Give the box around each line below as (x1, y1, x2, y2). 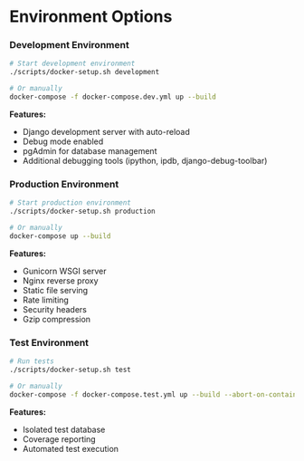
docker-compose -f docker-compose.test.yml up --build (9, 389, 221, 399)
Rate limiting (22, 294, 70, 305)
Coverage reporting (22, 433, 97, 445)
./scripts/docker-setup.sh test (9, 365, 131, 374)
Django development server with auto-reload (22, 126, 190, 137)
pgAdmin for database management (22, 145, 157, 156)
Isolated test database (22, 424, 106, 435)
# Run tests (9, 357, 54, 366)
